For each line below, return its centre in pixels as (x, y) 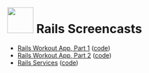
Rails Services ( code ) (48, 63)
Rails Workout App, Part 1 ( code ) (64, 48)
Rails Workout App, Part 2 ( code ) (64, 55)
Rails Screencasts (89, 29)
